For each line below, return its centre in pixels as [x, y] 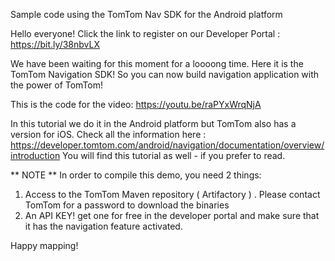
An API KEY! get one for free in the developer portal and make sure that [172, 215]
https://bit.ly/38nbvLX [55, 44]
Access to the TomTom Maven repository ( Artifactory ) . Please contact [172, 194]
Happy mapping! [44, 245]
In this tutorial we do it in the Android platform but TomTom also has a [153, 123]
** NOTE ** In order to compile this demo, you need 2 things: [136, 175]
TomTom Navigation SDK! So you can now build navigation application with [165, 74]
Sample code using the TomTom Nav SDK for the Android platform [146, 14]
